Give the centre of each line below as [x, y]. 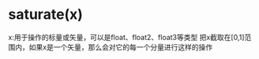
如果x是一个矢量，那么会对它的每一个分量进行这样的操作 [121, 47]
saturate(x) [45, 15]
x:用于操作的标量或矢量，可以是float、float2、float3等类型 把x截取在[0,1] [126, 37]
